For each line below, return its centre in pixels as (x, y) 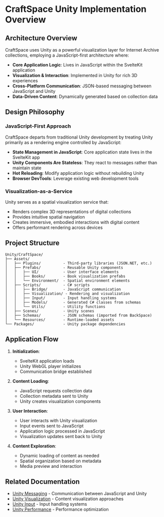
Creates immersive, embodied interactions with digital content (76, 222)
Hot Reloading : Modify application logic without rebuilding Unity (78, 173)
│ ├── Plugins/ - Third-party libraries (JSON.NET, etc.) (79, 263)
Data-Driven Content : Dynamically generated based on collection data (85, 96)
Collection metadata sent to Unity (54, 396)
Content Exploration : (34, 446)
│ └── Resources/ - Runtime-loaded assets (60, 320)
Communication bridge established (56, 371)
